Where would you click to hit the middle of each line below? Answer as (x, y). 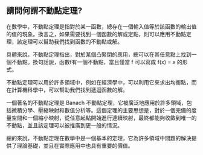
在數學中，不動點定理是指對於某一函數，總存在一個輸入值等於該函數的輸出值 (101, 27)
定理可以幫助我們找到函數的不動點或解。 (72, 42)
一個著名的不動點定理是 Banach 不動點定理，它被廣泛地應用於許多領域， (97, 103)
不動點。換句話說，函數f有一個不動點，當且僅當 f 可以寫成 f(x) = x (93, 62)
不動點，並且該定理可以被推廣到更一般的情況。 (64, 125)
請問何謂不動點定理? (44, 11)
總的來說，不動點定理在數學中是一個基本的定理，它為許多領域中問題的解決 (99, 138)
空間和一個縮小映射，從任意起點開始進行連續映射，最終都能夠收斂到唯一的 (104, 118)
